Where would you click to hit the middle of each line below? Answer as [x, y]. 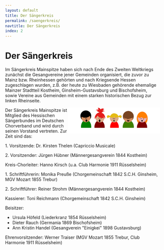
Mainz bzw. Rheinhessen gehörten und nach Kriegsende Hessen [70, 80]
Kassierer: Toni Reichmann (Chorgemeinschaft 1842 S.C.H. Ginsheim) [75, 199]
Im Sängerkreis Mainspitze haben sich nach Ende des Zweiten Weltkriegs [79, 70]
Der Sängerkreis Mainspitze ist [36, 110]
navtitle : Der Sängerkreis [33, 26]
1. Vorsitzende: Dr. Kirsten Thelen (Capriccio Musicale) [60, 146]
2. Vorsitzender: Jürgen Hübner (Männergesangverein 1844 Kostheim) [76, 155]
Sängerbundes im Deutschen [35, 121]
